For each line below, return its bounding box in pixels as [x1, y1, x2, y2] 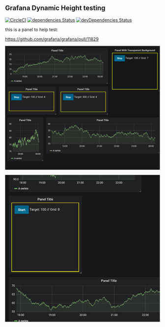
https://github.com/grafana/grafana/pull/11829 [5, 36, 99, 42]
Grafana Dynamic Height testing [5, 4, 106, 12]
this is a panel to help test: [5, 27, 58, 33]
